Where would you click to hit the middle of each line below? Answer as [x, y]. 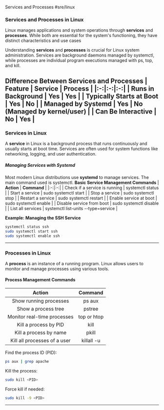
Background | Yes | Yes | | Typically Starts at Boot [82, 96]
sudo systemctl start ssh [31, 231]
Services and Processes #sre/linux [40, 7]
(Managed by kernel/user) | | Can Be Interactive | [81, 111]
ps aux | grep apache [27, 362]
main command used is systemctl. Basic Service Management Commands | [82, 182]
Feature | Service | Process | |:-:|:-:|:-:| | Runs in [80, 88]
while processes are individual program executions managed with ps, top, [79, 60]
